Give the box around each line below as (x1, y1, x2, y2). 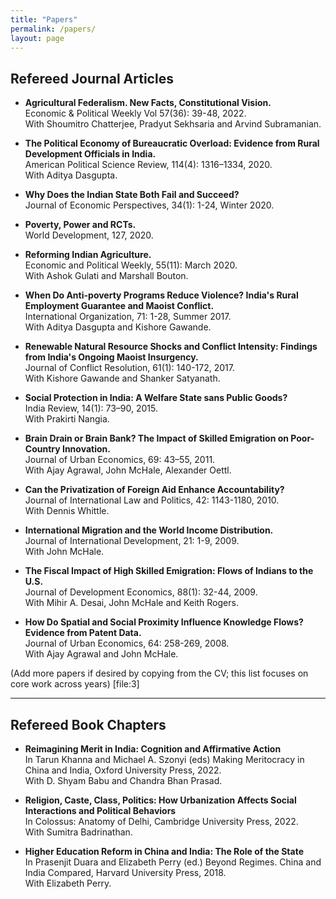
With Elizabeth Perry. (24, 877, 112, 889)
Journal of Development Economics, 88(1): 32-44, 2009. (24, 586, 258, 598)
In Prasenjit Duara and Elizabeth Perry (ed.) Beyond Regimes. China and (24, 856, 322, 868)
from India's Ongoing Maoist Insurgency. (24, 351, 199, 363)
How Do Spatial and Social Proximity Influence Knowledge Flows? (24, 616, 304, 628)
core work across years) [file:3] (10, 678, 140, 690)
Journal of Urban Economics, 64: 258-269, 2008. (24, 637, 230, 650)
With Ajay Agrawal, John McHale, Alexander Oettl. (24, 464, 232, 476)
